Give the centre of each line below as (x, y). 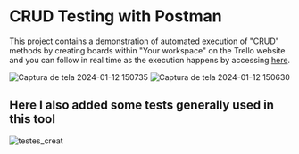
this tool (33, 119)
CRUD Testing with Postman (116, 16)
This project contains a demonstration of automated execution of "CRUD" (144, 41)
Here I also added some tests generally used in (142, 105)
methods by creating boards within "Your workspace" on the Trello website (147, 50)
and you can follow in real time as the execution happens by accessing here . (150, 60)
